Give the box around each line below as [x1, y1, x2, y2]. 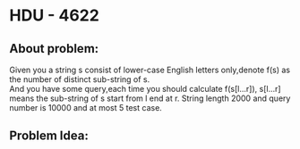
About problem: [9, 41, 99, 56]
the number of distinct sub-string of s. [9, 74, 150, 85]
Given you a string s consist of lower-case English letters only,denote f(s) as [9, 64, 291, 75]
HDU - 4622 [9, 5, 100, 26]
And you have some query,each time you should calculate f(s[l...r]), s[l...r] [9, 84, 281, 94]
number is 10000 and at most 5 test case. [9, 103, 163, 112]
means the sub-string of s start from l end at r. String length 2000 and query [9, 93, 291, 103]
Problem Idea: [9, 128, 90, 144]
